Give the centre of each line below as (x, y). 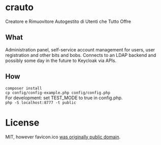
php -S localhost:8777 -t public (41, 103)
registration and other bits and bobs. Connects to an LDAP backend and (81, 55)
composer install (24, 88)
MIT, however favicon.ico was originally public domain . (63, 137)
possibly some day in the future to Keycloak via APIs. (61, 61)
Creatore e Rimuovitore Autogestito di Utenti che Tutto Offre (68, 21)
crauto (20, 7)
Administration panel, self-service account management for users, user (80, 49)
